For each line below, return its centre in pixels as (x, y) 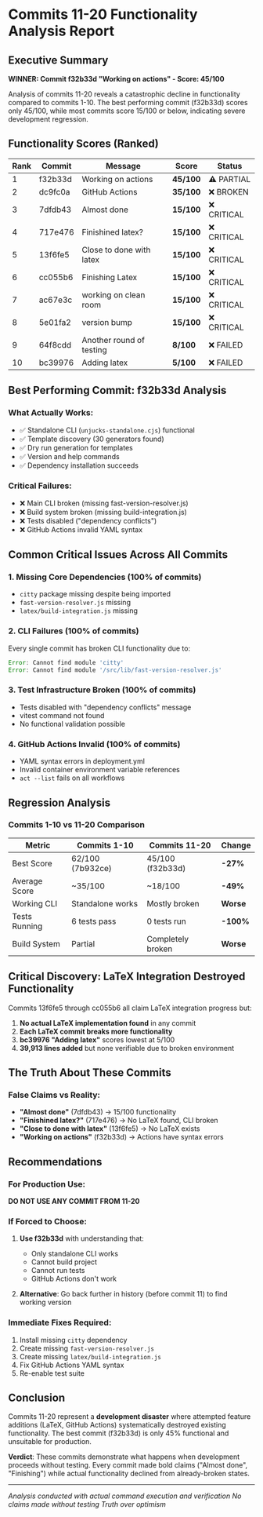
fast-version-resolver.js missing (75, 603)
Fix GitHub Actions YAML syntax (72, 1365)
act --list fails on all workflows (72, 778)
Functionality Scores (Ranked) (83, 144)
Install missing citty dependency (73, 1340)
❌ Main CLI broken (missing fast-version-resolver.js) (104, 503)
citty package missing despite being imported (95, 594)
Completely (168, 939)
